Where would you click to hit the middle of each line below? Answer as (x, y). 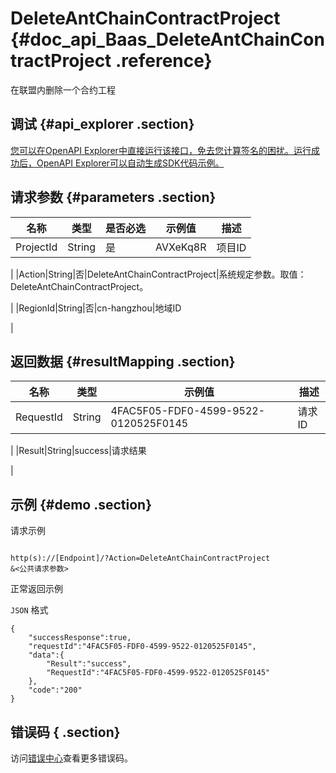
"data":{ (46, 655)
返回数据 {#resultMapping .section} (123, 361)
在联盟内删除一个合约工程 (63, 89)
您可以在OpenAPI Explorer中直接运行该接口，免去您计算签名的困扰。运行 (161, 150)
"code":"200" (55, 690)
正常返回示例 (36, 589)
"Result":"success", (89, 664)
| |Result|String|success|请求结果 (78, 451)
